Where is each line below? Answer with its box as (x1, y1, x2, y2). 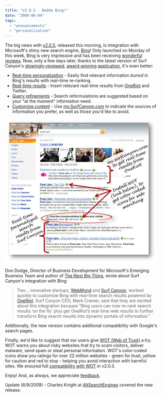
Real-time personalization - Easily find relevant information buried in (12, 72, 148, 78)
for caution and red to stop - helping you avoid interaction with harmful (5, 358, 147, 364)
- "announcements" (9, 23, 47, 28)
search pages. (5, 328, 34, 334)
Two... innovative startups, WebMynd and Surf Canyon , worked (16, 288, 144, 293)
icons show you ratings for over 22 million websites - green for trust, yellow (5, 353, 156, 359)
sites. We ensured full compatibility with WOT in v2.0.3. (5, 363, 115, 369)
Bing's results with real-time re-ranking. (12, 78, 92, 84)
